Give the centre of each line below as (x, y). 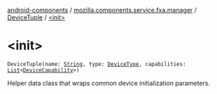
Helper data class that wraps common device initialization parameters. (109, 83)
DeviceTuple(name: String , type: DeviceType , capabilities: (97, 64)
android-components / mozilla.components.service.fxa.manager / (102, 10)
